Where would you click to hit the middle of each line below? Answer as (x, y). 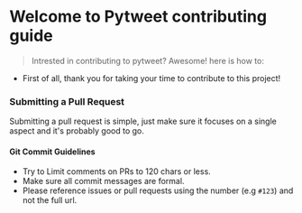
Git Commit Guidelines (53, 152)
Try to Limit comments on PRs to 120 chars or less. (117, 171)
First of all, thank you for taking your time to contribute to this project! (151, 78)
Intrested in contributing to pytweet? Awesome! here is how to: (147, 60)
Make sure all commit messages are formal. (103, 181)
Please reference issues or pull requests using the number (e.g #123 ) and (158, 190)
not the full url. (50, 200)
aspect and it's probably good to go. (77, 131)
